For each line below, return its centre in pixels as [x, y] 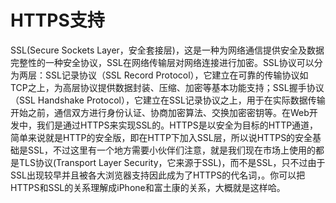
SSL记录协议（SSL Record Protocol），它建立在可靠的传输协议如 [176, 75]
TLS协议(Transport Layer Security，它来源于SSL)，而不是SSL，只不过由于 [172, 162]
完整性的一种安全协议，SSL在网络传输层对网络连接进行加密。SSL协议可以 [162, 62]
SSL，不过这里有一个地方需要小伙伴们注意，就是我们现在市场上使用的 [171, 150]
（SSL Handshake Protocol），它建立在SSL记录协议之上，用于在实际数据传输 [168, 100]
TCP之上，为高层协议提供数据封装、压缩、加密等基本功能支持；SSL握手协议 [167, 87]
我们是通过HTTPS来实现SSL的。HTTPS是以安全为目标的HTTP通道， [177, 125]
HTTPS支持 [57, 20]
